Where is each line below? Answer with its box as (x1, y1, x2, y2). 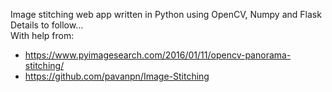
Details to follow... (10, 19, 84, 31)
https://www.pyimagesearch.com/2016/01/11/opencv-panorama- (24, 49, 292, 61)
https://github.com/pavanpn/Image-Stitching (24, 70, 210, 82)
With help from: (10, 30, 75, 41)
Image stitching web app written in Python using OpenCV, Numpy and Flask (10, 9, 322, 20)
